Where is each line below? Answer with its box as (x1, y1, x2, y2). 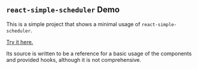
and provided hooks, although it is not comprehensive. (6, 56, 141, 63)
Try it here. (6, 38, 34, 45)
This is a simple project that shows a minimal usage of (6, 20, 140, 27)
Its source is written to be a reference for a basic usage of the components (6, 50, 192, 57)
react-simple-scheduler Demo (6, 5, 120, 15)
